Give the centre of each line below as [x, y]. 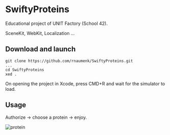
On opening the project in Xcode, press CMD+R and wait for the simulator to [85, 83]
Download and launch [40, 49]
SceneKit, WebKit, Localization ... [40, 33]
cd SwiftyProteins [25, 70]
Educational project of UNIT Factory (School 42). [56, 23]
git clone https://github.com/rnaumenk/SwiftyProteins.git [69, 61]
